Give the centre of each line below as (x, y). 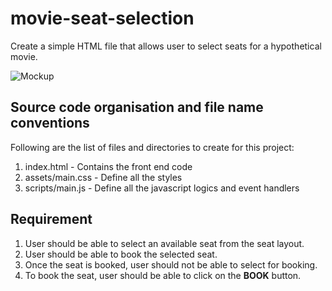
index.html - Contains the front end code (108, 166)
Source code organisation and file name (137, 107)
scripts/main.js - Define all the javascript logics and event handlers (162, 188)
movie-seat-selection (102, 18)
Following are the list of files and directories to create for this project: (152, 147)
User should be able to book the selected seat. (121, 254)
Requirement (51, 219)
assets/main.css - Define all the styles (103, 177)
